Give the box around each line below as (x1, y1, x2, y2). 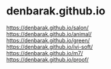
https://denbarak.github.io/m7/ (6, 49, 83, 56)
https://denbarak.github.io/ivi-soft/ (6, 43, 93, 50)
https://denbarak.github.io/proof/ (6, 56, 89, 63)
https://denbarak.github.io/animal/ (6, 30, 92, 37)
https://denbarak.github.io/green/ (6, 37, 90, 44)
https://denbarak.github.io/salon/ (6, 24, 89, 31)
